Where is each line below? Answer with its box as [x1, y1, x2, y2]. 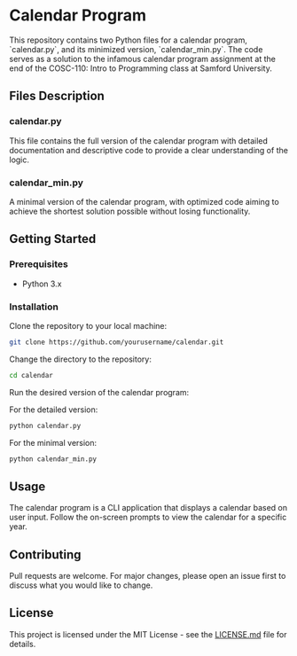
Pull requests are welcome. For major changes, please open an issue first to [9, 571, 286, 582]
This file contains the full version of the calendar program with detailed [9, 135, 269, 146]
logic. [9, 154, 29, 165]
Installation [9, 301, 59, 313]
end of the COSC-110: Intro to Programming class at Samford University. [9, 63, 272, 74]
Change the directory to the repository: [9, 354, 152, 364]
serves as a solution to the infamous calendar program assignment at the [9, 53, 277, 64]
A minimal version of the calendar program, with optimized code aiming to [9, 196, 279, 207]
